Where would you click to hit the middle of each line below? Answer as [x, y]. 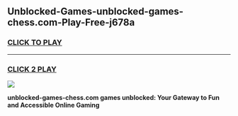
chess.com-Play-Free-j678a [71, 23]
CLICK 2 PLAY [32, 69]
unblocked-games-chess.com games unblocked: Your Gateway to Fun [113, 97]
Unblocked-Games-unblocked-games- [96, 12]
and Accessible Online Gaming [53, 105]
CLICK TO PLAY [35, 43]
